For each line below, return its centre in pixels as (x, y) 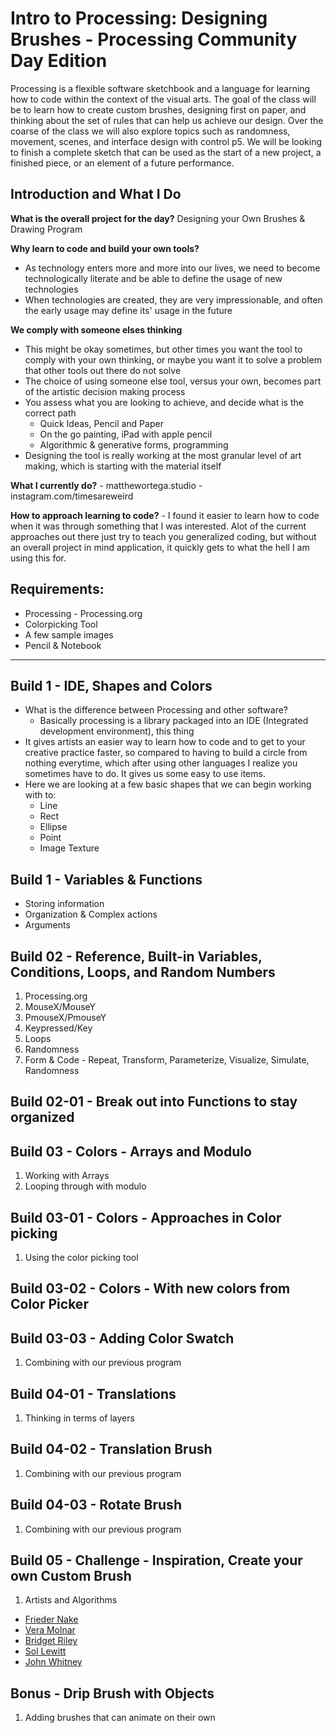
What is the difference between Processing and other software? (156, 710)
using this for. (38, 558)
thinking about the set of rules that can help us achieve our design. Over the (167, 120)
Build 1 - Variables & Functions (106, 879)
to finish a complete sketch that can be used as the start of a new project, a (166, 152)
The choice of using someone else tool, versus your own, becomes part (173, 381)
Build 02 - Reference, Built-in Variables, (136, 956)
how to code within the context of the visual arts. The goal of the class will (163, 99)
